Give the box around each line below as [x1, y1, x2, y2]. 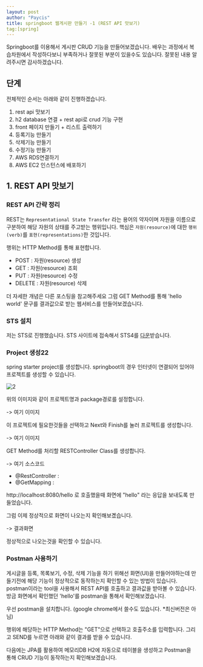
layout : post [6, 9, 39, 15]
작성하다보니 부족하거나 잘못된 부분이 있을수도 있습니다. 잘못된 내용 [32, 51, 191, 58]
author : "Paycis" [6, 15, 50, 21]
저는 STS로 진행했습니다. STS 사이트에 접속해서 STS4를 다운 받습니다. [6, 332, 171, 339]
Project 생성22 [6, 348, 49, 356]
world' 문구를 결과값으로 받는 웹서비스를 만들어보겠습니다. [6, 300, 144, 307]
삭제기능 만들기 [15, 139, 52, 146]
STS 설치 [6, 317, 32, 325]
